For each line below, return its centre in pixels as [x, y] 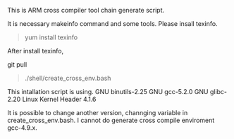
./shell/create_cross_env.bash [68, 78]
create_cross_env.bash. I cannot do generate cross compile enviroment [111, 120]
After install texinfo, [36, 51]
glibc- [218, 92]
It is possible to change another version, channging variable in [98, 113]
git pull [17, 65]
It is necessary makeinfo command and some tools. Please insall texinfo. [112, 24]
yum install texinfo [51, 37]
